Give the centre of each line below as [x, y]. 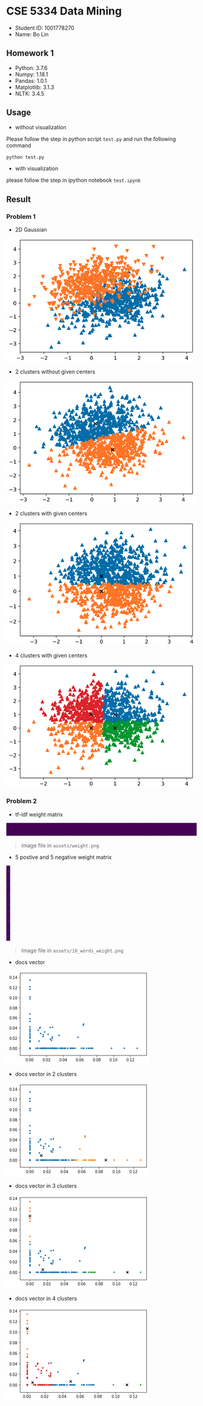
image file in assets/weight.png [60, 845]
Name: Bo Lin [32, 34]
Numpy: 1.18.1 [31, 74]
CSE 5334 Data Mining [64, 11]
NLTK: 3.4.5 [30, 93]
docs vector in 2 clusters [46, 1074]
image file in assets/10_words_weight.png [72, 950]
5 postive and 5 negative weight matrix [63, 857]
